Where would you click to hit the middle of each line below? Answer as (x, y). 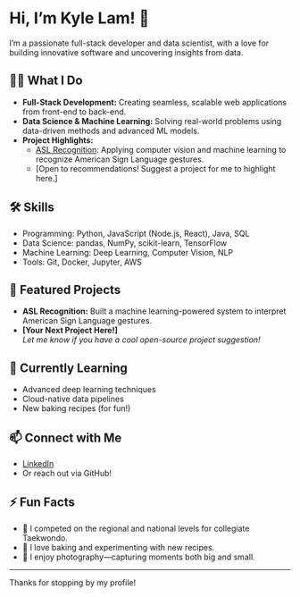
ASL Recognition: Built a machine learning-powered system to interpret (154, 311)
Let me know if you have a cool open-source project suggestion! (141, 340)
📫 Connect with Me (66, 437)
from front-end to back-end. (74, 112)
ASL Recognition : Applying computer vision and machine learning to (161, 149)
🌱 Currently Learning (68, 368)
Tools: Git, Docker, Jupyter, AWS (82, 262)
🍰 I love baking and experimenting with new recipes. (118, 547)
